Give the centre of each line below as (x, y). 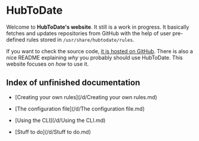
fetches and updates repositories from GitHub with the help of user (89, 33)
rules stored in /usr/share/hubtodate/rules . (80, 39)
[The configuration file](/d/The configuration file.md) (80, 109)
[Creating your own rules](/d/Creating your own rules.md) (86, 97)
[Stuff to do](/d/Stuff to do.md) (53, 131)
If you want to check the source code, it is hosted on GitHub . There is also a (99, 51)
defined (16, 39)
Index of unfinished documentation (73, 83)
